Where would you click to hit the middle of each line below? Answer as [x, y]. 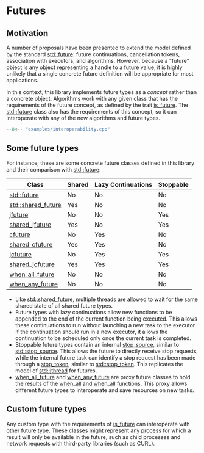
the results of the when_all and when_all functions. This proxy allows [101, 383]
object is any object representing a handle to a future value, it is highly [94, 67]
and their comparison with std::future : [54, 169]
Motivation [27, 33]
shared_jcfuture [32, 264]
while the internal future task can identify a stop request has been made [105, 357]
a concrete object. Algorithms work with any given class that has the [92, 99]
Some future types [43, 148]
